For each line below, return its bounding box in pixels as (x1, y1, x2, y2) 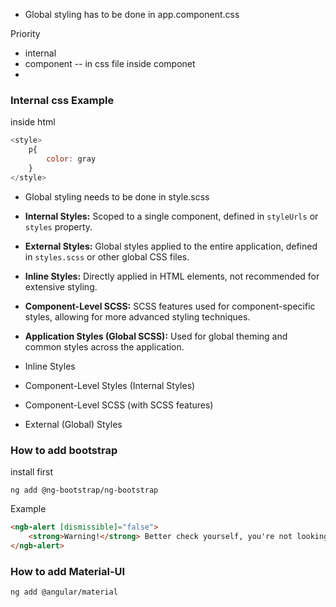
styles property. (24, 220, 93, 233)
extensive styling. (24, 280, 98, 293)
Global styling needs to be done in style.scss (24, 190, 210, 203)
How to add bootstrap (10, 443, 118, 457)
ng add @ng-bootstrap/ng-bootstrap (10, 485, 159, 495)
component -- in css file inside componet (24, 58, 196, 69)
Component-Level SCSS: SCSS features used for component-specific (24, 300, 316, 312)
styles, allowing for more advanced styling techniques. (24, 310, 251, 323)
